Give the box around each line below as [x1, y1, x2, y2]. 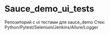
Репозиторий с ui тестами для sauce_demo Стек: [4, 19, 106, 25]
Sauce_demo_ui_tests [4, 3, 94, 14]
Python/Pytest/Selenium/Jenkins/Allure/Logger [4, 24, 99, 30]
